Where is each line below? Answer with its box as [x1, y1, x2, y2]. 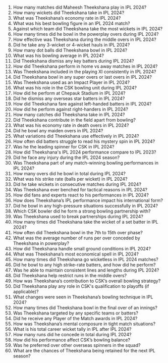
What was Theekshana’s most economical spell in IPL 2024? [13, 251, 139, 257]
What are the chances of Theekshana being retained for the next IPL [13, 348, 156, 353]
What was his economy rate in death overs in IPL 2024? [13, 122, 129, 128]
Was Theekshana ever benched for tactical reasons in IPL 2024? [13, 187, 148, 192]
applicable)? [13, 289, 39, 294]
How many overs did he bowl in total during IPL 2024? [13, 171, 126, 176]
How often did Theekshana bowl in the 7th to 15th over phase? [13, 230, 143, 235]
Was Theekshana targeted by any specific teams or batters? [13, 310, 138, 316]
